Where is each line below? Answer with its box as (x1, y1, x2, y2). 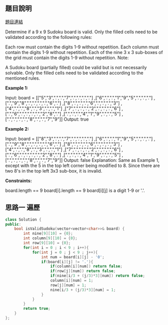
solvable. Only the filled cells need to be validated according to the (5, 70, 143, 76)
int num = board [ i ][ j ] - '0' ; (41, 254, 105, 259)
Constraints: (5, 178, 32, 184)
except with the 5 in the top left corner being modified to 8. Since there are (5, 162, 160, 169)
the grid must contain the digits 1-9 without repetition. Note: (5, 55, 129, 61)
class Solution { (5, 217, 42, 222)
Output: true (63, 116, 89, 122)
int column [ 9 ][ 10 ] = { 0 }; (23, 236, 78, 241)
